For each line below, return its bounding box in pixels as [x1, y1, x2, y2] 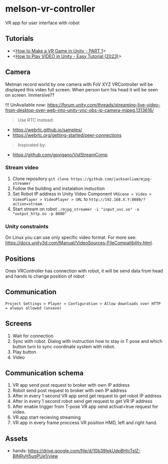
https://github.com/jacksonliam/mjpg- [70, 176, 152, 182]
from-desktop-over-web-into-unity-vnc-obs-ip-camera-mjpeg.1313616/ [5, 107, 154, 113]
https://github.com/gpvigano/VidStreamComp [12, 151, 108, 158]
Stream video [5, 164, 39, 171]
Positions [5, 254, 35, 263]
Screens [5, 319, 32, 328]
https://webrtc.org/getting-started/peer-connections [12, 132, 122, 138]
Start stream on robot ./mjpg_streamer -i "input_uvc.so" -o [12, 205, 139, 212]
